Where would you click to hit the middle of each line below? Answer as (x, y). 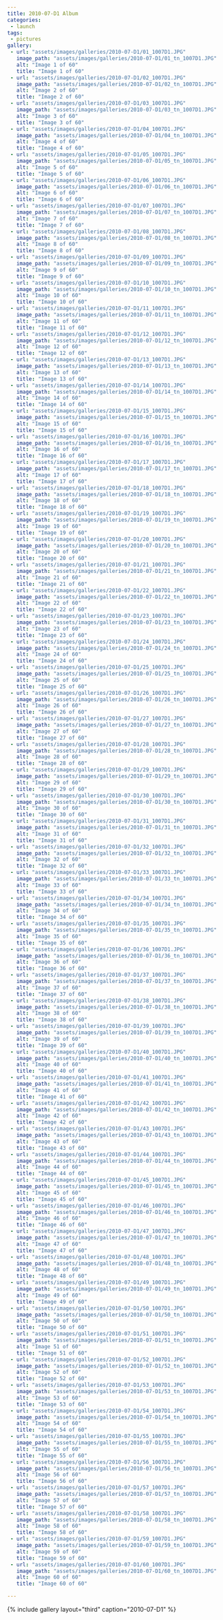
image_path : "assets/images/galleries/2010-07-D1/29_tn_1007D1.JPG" (116, 776)
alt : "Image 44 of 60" (49, 1167)
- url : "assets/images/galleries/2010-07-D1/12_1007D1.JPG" (98, 334)
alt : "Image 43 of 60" (49, 1142)
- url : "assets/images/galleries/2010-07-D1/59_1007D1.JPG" (98, 1539)
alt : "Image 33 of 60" (49, 885)
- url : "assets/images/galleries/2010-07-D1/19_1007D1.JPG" (98, 514)
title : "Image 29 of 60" (52, 789)
